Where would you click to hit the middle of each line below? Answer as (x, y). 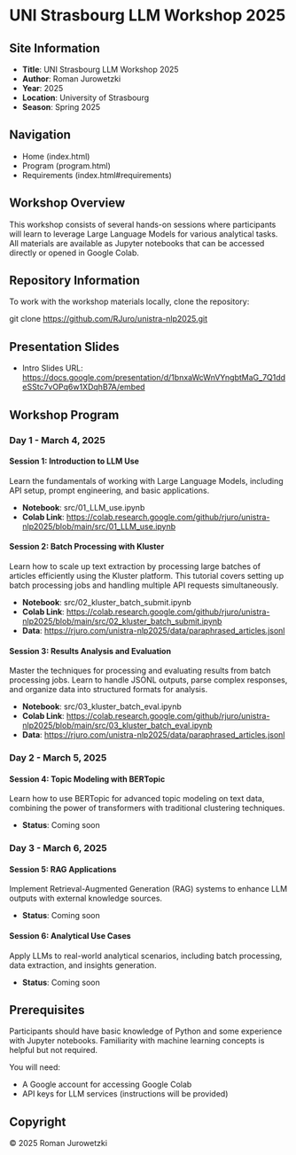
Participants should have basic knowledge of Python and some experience (146, 1031)
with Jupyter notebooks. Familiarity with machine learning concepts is (137, 1041)
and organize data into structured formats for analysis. (109, 690)
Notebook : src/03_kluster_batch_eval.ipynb (101, 706)
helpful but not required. (53, 1050)
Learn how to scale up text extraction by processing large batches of (135, 566)
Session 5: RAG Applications (63, 869)
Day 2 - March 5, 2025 (58, 758)
